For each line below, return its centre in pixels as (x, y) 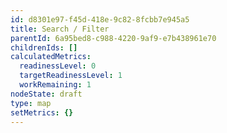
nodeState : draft (46, 94)
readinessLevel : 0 (58, 66)
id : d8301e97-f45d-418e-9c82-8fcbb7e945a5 (100, 19)
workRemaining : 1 (55, 85)
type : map (31, 103)
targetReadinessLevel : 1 (71, 76)
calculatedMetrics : (51, 57)
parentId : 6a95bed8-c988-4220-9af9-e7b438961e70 (113, 38)
